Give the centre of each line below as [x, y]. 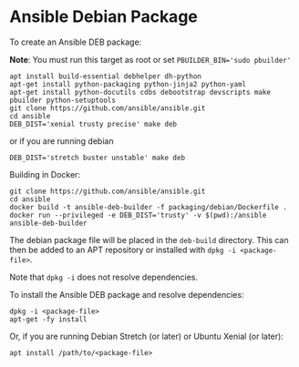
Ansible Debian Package [103, 17]
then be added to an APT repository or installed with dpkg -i [123, 250]
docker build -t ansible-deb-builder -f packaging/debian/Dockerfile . [148, 207]
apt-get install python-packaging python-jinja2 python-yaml [128, 84]
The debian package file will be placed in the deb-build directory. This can [149, 240]
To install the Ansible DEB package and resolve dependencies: [127, 294]
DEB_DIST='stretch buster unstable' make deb [97, 158]
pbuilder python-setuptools [63, 100]
